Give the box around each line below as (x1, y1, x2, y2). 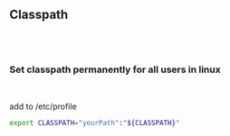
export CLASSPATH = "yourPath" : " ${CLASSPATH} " (9, 119, 180, 128)
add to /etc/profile (9, 101, 77, 112)
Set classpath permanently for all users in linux (9, 63, 221, 76)
